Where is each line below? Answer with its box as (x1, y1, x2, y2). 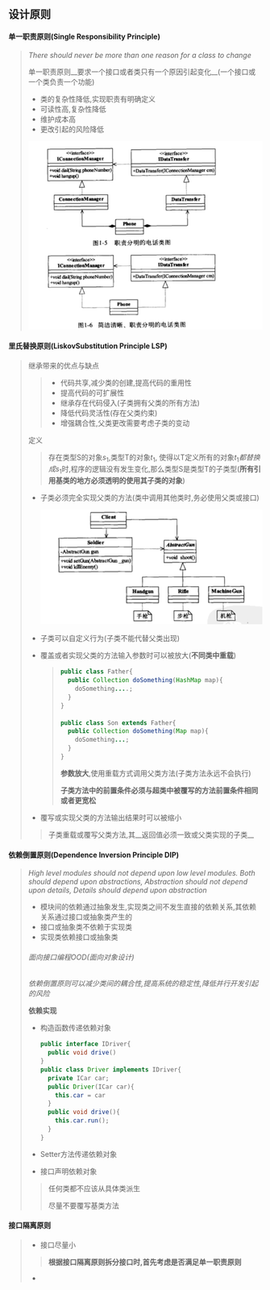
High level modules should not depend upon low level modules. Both (27, 868, 255, 878)
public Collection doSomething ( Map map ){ (67, 727, 209, 735)
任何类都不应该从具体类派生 (48, 1184, 141, 1193)
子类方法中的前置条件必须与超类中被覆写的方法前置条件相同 (60, 785, 259, 795)
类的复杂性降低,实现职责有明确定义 (39, 94, 156, 103)
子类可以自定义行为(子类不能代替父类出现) (39, 634, 180, 643)
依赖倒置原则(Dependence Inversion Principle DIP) (8, 850, 180, 859)
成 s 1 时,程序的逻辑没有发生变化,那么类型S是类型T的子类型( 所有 (48, 464, 254, 476)
